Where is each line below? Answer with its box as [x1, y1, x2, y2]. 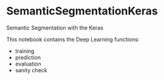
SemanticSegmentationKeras [6, 4, 158, 18]
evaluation [15, 60, 41, 67]
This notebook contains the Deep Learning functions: [6, 35, 140, 43]
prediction [15, 54, 41, 61]
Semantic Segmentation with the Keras [6, 24, 104, 31]
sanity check [15, 66, 47, 73]
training [15, 47, 35, 55]
